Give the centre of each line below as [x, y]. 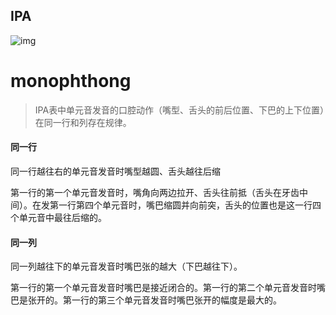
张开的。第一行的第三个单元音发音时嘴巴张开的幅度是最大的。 [154, 300]
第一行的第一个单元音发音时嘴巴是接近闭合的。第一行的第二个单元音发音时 [163, 288]
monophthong [71, 81]
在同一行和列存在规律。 [83, 122]
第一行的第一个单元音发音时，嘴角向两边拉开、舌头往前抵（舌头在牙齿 [155, 192]
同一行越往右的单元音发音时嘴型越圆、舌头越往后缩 [115, 171]
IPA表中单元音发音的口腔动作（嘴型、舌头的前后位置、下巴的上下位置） [179, 110]
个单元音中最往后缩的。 [58, 217]
